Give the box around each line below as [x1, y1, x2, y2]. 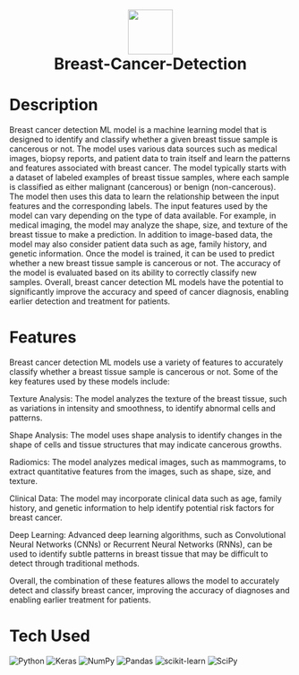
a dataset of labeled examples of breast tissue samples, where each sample [9, 172, 289, 183]
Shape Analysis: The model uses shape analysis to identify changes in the [9, 430, 283, 441]
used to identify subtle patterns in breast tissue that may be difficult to [9, 549, 269, 559]
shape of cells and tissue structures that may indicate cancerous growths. [9, 439, 282, 450]
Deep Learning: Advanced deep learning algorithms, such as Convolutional [9, 530, 286, 541]
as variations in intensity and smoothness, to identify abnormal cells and [9, 403, 276, 414]
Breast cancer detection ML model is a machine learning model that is [9, 125, 267, 135]
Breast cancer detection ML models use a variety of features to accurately [9, 357, 284, 368]
